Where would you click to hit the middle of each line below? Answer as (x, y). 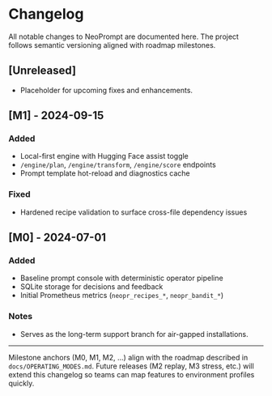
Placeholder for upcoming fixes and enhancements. (106, 90)
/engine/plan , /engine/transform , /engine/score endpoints (118, 165)
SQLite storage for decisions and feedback (91, 287)
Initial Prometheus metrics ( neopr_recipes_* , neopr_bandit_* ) (122, 296)
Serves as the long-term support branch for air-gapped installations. (134, 334)
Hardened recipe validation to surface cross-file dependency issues (134, 212)
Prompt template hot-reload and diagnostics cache (105, 173)
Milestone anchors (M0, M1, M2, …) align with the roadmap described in (128, 357)
